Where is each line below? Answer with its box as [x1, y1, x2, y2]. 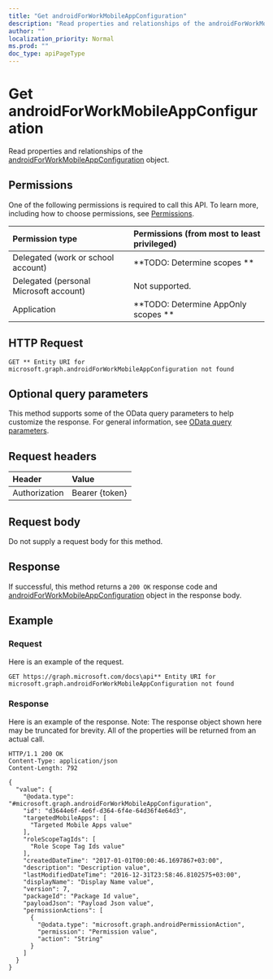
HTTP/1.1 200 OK [8, 750, 63, 758]
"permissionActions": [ [23, 906, 104, 915]
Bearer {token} [71, 487, 128, 498]
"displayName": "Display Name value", [23, 877, 154, 886]
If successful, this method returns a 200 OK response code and [8, 581, 218, 591]
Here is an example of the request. [8, 656, 124, 667]
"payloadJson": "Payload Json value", [23, 899, 154, 907]
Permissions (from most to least [133, 228, 261, 239]
